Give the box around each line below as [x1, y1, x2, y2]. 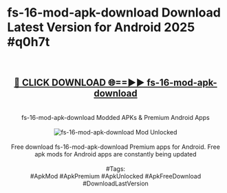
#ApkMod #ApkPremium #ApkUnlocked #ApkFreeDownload [30, 172, 202, 180]
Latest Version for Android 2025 [7, 19, 195, 35]
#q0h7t [7, 34, 50, 50]
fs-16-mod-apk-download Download [7, 5, 221, 21]
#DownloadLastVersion [82, 179, 149, 187]
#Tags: [105, 164, 126, 173]
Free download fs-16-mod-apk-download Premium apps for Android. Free [11, 143, 220, 151]
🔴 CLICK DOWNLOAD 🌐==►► [13, 77, 145, 89]
